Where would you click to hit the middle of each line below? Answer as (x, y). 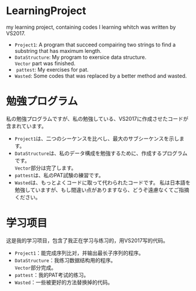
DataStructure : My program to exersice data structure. (80, 57)
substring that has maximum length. (58, 50)
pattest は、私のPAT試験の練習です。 (59, 175)
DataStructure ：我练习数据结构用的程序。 (65, 260)
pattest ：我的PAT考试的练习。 (52, 275)
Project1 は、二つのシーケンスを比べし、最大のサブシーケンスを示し (97, 138)
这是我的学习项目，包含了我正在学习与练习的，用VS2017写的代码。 (87, 240)
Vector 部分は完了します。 (45, 168)
